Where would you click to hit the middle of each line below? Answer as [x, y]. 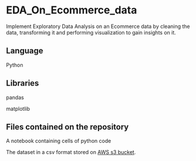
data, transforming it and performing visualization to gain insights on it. [91, 32]
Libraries [22, 83]
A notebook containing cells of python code [59, 141]
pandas [15, 97]
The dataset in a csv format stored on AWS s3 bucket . [71, 152]
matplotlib [18, 108]
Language [25, 51]
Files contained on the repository [67, 127]
